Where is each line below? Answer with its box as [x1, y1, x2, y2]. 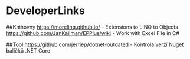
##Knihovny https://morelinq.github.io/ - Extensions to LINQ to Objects [6, 23, 178, 30]
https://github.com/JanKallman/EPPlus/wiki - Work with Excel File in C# [6, 29, 180, 36]
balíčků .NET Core [6, 47, 51, 54]
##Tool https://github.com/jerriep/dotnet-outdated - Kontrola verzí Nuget [6, 41, 184, 48]
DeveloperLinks [6, 4, 86, 18]
